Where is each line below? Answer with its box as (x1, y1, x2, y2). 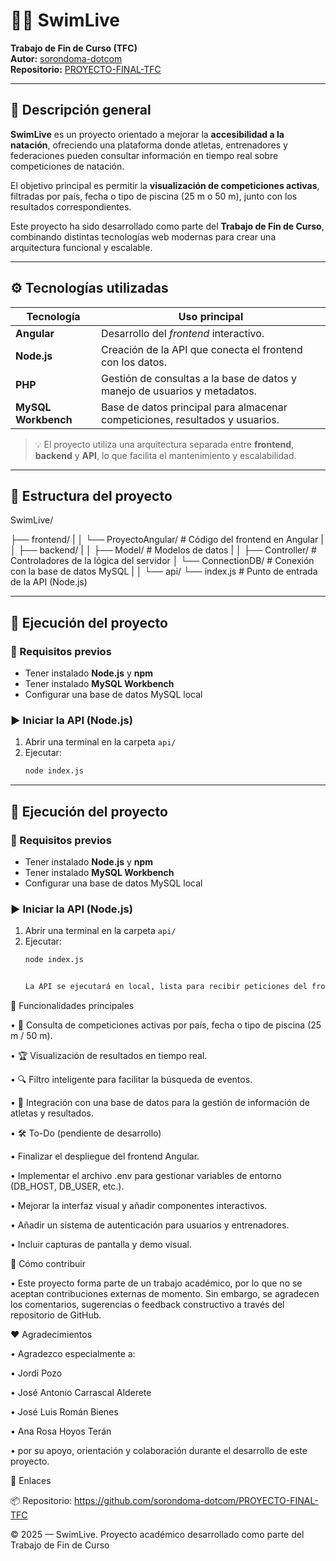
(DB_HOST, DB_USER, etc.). (10, 1180, 125, 1192)
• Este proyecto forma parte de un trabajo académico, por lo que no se (10, 1277, 303, 1289)
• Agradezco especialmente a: (10, 1347, 136, 1359)
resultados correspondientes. (10, 200, 132, 213)
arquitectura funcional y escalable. (10, 241, 153, 253)
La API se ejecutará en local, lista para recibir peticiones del (24, 982, 308, 992)
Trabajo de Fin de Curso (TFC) (10, 42, 138, 54)
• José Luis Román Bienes (10, 1405, 119, 1418)
